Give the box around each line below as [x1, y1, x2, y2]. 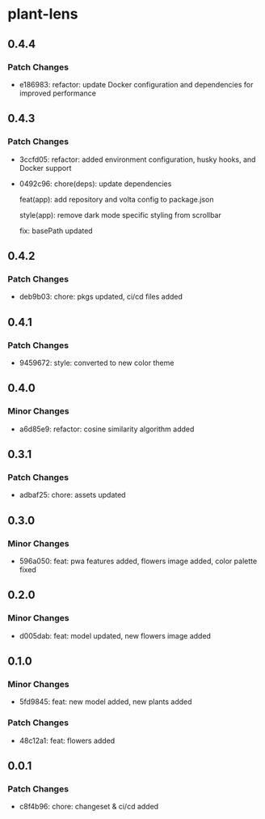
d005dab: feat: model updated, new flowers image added [19, 630, 212, 640]
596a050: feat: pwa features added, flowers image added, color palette [19, 556, 258, 566]
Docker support [19, 163, 72, 172]
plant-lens [7, 5, 78, 23]
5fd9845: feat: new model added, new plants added [19, 697, 192, 707]
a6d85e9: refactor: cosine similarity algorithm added [19, 424, 195, 434]
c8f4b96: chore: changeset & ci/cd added [19, 802, 159, 812]
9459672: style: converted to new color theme [19, 358, 175, 367]
